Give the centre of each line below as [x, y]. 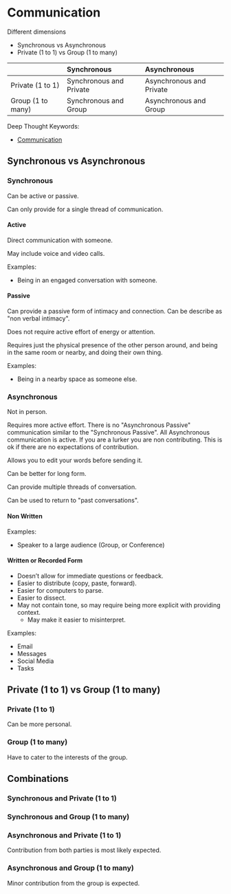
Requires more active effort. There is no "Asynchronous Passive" [99, 425]
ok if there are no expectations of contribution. [73, 447]
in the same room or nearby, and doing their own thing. [85, 353]
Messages [32, 653]
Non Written [25, 516]
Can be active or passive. [43, 196]
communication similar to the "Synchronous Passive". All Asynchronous [109, 433]
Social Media [35, 661]
